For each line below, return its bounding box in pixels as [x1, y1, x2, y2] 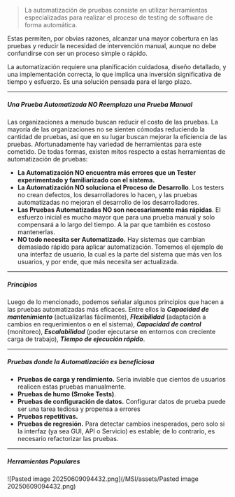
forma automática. [24, 21, 78, 29]
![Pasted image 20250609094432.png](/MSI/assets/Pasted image [7, 475, 199, 483]
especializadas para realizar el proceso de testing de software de [24, 13, 213, 22]
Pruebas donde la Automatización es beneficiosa [7, 357, 155, 366]
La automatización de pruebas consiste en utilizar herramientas [24, 6, 208, 14]
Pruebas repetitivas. [17, 412, 78, 420]
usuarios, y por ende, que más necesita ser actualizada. [17, 257, 179, 266]
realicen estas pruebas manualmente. [17, 382, 126, 391]
